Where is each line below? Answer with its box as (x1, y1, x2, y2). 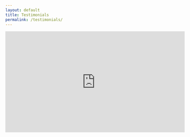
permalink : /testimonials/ (5, 17, 63, 22)
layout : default (5, 7, 40, 13)
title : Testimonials (5, 12, 50, 17)
